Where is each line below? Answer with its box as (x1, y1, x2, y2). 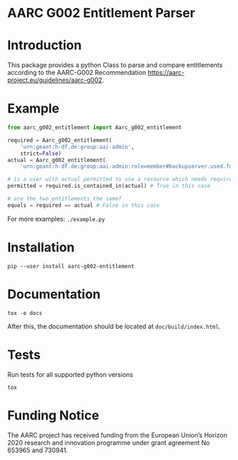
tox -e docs (7, 309, 42, 316)
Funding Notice (7, 407, 99, 423)
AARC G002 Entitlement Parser (7, 5, 195, 21)
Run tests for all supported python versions (7, 370, 133, 379)
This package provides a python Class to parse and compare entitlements (7, 61, 223, 69)
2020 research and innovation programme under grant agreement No (7, 438, 210, 447)
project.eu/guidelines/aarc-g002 (7, 76, 103, 84)
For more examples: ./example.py (7, 214, 106, 223)
